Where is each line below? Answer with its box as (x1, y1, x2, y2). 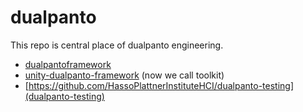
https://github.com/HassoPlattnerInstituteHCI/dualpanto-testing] (28, 79, 295, 91)
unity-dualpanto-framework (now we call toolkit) (24, 69, 225, 81)
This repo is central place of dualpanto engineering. (10, 39, 224, 51)
